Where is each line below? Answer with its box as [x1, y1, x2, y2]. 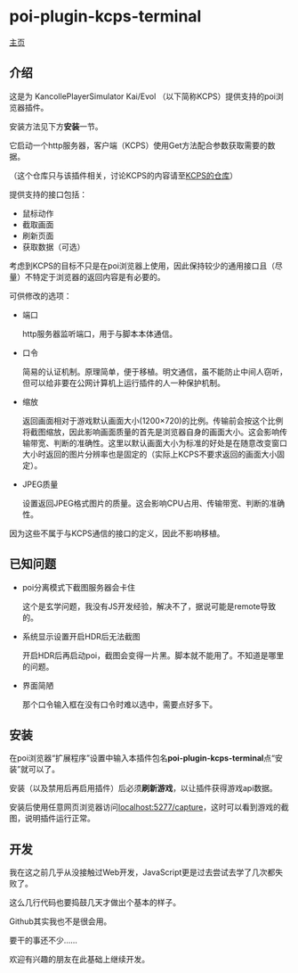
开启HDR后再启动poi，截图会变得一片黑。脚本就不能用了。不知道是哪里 [21, 649, 285, 661]
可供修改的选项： [9, 290, 72, 301]
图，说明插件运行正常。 [9, 813, 95, 824]
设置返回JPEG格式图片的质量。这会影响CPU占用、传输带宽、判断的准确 [21, 498, 286, 508]
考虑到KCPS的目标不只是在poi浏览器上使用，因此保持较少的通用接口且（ [9, 260, 276, 271]
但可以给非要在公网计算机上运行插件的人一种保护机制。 [21, 377, 225, 388]
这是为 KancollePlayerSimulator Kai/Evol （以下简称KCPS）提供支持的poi [9, 91, 276, 102]
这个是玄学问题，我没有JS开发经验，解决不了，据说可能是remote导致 [21, 600, 277, 612]
